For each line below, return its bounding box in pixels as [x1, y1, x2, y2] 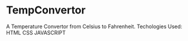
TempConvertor [6, 4, 86, 17]
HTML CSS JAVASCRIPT [6, 29, 66, 36]
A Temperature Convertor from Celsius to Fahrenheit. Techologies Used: [6, 23, 183, 30]
